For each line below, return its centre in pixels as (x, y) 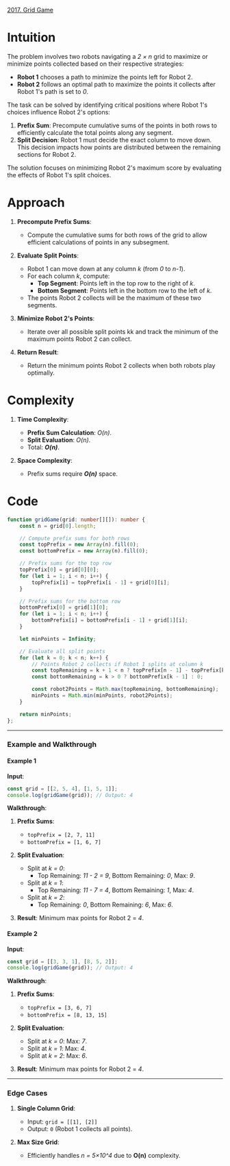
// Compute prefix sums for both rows (75, 538)
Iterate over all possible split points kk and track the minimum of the (123, 331)
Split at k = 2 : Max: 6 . (57, 1056)
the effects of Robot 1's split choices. (59, 175)
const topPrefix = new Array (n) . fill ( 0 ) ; (79, 545)
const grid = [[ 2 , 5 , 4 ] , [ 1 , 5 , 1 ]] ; (62, 789)
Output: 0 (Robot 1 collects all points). (80, 1128)
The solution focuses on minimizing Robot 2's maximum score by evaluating (114, 168)
